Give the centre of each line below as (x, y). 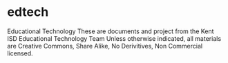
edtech (28, 12)
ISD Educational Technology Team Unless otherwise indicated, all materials (114, 38)
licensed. (20, 53)
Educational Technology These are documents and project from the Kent (111, 31)
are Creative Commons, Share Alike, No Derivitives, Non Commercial (105, 46)
